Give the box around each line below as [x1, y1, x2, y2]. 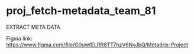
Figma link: [6, 35, 33, 42]
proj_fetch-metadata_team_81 [6, 4, 156, 18]
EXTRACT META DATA [6, 23, 60, 31]
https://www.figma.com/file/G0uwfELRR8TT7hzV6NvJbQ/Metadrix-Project [6, 41, 188, 48]
